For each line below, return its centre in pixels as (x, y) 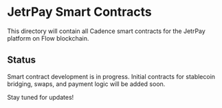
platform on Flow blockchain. (48, 38)
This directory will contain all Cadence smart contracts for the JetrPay (107, 31)
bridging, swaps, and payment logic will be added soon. (86, 84)
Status (22, 60)
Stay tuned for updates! (41, 97)
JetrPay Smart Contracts (80, 12)
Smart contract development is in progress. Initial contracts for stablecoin (111, 76)
